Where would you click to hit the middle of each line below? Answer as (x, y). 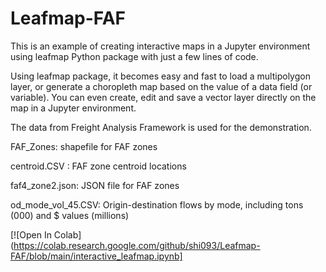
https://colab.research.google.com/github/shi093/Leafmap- (137, 245)
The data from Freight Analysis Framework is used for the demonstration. (161, 127)
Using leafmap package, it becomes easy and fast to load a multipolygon (160, 76)
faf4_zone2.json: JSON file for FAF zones (95, 185)
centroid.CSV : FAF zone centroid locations (98, 166)
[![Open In (31, 234)
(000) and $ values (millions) (70, 215)
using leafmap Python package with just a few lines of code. (134, 56)
